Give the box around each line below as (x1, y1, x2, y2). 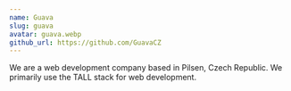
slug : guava (9, 21, 54, 30)
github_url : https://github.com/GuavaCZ (9, 37, 162, 47)
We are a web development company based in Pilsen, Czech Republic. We (9, 62, 283, 73)
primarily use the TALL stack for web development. (9, 72, 197, 83)
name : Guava (9, 12, 54, 22)
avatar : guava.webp (9, 29, 82, 38)
